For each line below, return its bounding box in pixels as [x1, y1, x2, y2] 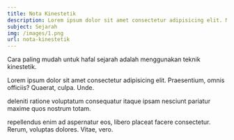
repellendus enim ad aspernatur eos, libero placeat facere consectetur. [7, 118, 211, 126]
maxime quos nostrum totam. [7, 104, 92, 113]
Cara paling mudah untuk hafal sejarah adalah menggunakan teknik [7, 55, 201, 63]
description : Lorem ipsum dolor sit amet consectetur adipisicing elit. [7, 17, 223, 24]
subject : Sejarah [7, 23, 58, 30]
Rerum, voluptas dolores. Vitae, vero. [7, 125, 114, 134]
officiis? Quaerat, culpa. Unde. [7, 84, 95, 92]
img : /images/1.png [7, 29, 64, 37]
